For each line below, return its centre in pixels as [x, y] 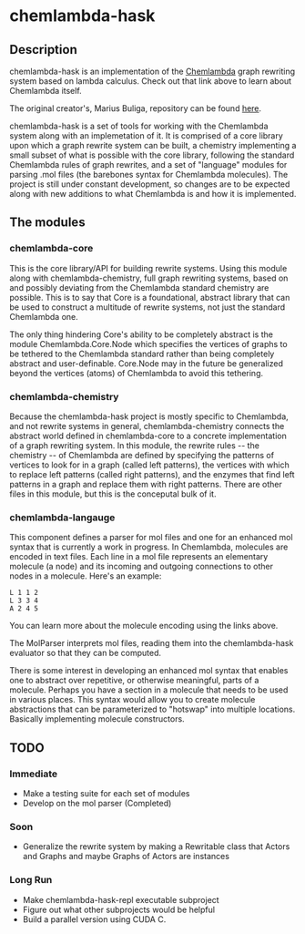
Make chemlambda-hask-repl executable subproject [121, 899]
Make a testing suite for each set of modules [106, 793]
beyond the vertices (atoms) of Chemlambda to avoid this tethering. [137, 373]
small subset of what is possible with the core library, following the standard [152, 155]
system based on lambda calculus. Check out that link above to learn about [151, 81]
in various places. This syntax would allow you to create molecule [132, 700]
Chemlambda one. [44, 316]
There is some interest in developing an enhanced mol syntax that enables [149, 671]
